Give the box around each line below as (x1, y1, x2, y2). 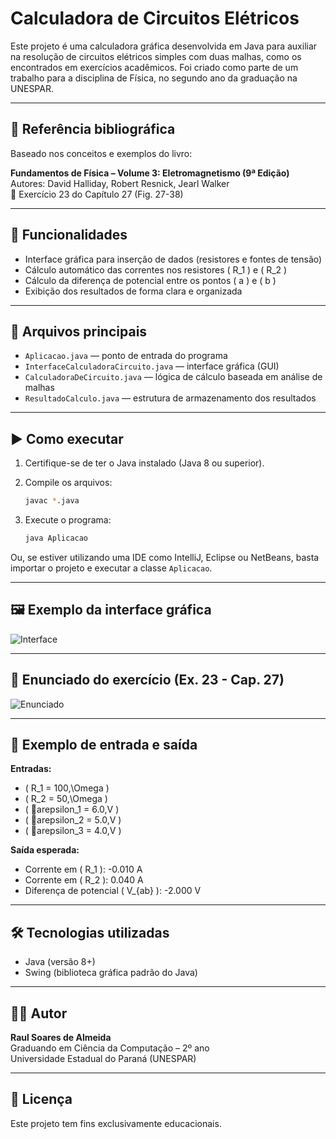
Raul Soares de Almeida (10, 1032, 112, 1043)
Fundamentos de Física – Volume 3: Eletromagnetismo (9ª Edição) (10, 167, 290, 179)
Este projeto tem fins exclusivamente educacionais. (10, 1117, 222, 1129)
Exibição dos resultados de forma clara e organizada (24, 285, 243, 297)
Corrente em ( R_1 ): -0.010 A (24, 863, 143, 876)
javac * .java (24, 496, 80, 506)
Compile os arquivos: (24, 477, 113, 489)
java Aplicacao (24, 533, 89, 544)
